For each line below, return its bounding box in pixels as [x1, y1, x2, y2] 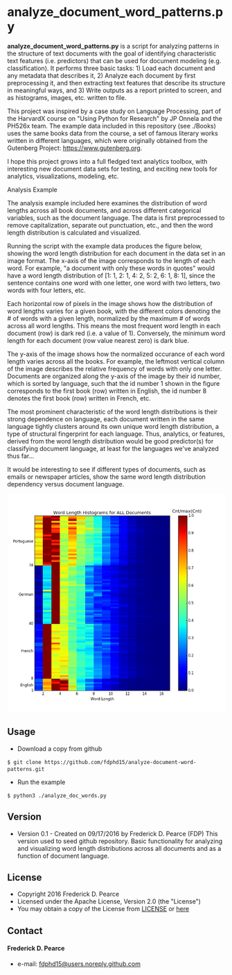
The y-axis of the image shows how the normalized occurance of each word [7, 350, 225, 358]
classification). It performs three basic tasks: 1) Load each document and [7, 64, 216, 72]
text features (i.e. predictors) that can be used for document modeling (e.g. [7, 56, 222, 65]
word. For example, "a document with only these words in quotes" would [7, 264, 215, 272]
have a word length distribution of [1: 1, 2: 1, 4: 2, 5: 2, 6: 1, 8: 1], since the [7, 271, 216, 280]
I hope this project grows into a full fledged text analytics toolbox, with [7, 157, 208, 165]
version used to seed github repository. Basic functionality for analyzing [17, 837, 223, 845]
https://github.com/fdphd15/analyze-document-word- [44, 758, 197, 765]
